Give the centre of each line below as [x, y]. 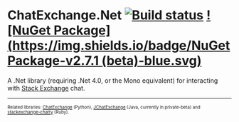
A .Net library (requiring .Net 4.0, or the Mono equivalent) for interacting [113, 80]
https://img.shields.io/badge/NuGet [121, 46]
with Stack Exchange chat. [46, 88]
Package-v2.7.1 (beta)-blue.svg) [105, 61]
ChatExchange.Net [65, 15]
